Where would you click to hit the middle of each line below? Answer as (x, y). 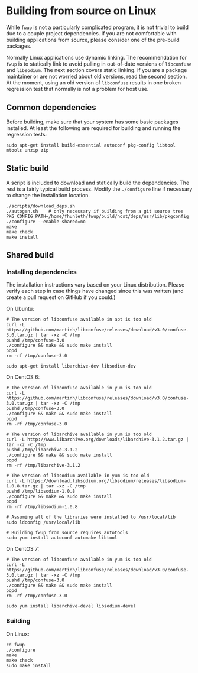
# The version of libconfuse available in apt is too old (79, 320)
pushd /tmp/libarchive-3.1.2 (42, 450)
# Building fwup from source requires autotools (67, 533)
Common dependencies (51, 108)
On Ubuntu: (20, 309)
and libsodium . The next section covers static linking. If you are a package (97, 70)
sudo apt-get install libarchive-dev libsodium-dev (71, 366)
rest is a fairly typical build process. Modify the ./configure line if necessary (99, 189)
